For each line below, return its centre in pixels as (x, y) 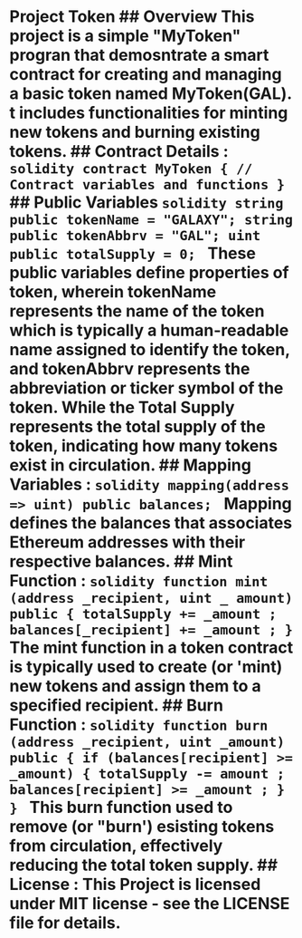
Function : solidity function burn (139, 725)
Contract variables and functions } (147, 185)
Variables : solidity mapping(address (149, 484)
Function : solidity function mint (139, 581)
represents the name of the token (137, 311)
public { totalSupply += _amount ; (143, 614)
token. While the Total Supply (122, 407)
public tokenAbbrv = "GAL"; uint (135, 236)
